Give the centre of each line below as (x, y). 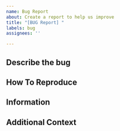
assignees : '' (24, 33)
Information (28, 103)
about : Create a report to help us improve (60, 17)
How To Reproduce (42, 82)
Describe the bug (38, 62)
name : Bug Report (27, 11)
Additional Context (41, 122)
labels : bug (21, 28)
